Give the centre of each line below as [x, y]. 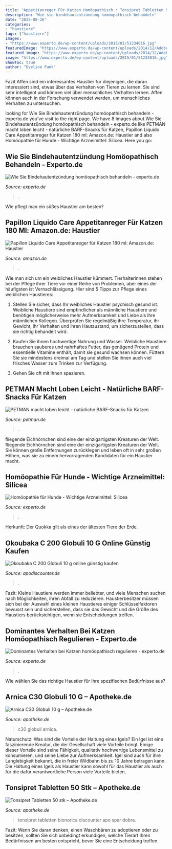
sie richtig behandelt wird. [40, 331]
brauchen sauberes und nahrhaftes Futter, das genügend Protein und [85, 347]
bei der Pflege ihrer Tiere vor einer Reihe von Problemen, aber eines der [81, 283]
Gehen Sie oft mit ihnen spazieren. [49, 373]
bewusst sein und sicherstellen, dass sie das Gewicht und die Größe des [82, 610]
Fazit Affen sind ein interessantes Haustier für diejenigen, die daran [76, 82]
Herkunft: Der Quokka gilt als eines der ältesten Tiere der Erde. [72, 527]
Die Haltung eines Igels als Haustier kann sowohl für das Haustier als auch [84, 766]
